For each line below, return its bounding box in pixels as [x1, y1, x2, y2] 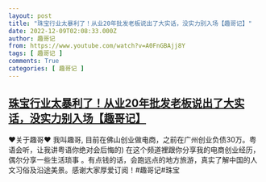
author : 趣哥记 [8, 34, 56, 43]
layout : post [8, 11, 52, 20]
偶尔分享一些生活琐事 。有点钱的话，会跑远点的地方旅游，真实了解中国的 [8, 154, 251, 164]
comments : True [8, 57, 60, 66]
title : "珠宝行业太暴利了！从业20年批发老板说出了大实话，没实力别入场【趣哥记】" [8, 19, 252, 28]
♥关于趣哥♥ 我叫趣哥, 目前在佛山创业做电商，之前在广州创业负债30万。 [8, 134, 250, 144]
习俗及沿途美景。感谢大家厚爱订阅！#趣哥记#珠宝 [15, 165, 180, 175]
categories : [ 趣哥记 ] [8, 65, 85, 73]
